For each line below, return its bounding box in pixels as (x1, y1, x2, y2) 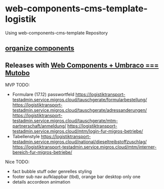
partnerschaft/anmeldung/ (12, 123, 66, 129)
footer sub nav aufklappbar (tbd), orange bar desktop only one (12, 174, 141, 180)
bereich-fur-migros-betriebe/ (12, 149, 73, 155)
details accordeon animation (12, 179, 71, 185)
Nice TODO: (5, 159, 30, 165)
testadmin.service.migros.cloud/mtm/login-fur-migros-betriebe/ (12, 128, 143, 134)
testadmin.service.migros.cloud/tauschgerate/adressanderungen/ (12, 107, 147, 113)
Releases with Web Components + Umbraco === (5, 61, 159, 69)
